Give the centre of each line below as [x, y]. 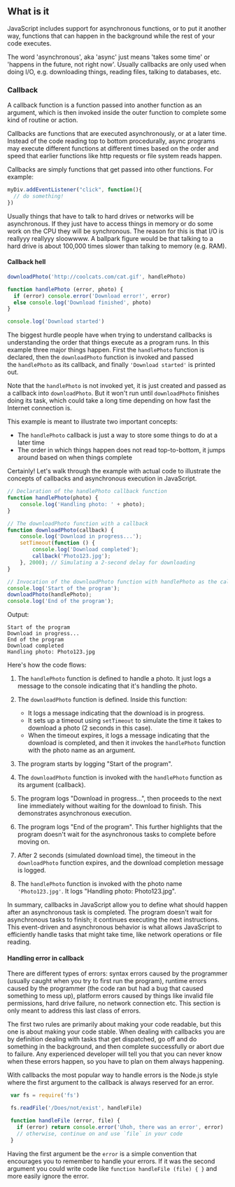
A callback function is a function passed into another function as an [105, 105]
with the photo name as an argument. [82, 750]
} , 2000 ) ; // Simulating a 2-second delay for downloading [108, 562]
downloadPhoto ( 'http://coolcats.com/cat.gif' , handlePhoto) [97, 277]
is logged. [32, 870]
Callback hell [27, 262]
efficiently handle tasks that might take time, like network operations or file [115, 935]
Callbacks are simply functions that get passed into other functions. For [110, 169]
